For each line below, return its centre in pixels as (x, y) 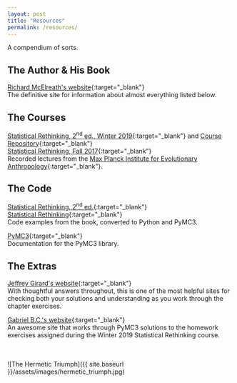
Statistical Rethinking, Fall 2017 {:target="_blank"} (80, 151)
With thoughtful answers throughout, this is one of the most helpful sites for (118, 291)
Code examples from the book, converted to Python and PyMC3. (102, 222)
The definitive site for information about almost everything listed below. (112, 95)
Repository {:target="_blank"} (50, 143)
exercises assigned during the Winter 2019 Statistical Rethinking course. (114, 335)
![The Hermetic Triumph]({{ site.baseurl (66, 364)
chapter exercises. (35, 306)
